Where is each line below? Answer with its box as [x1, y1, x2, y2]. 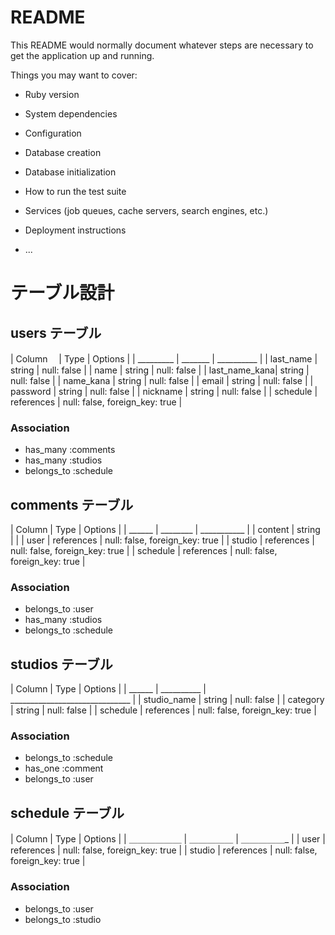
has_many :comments [24, 444, 116, 456]
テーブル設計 [10, 282, 115, 305]
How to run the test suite [24, 185, 127, 197]
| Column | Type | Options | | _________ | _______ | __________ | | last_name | [10, 352, 318, 365]
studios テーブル [10, 656, 113, 673]
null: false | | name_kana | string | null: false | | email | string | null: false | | [10, 374, 314, 386]
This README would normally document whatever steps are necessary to [10, 39, 314, 51]
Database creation [24, 146, 102, 158]
